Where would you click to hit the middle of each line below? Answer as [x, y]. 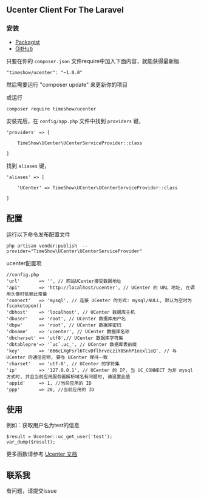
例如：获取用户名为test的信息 [43, 425]
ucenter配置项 [24, 263]
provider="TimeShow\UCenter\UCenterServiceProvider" [74, 251]
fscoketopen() [24, 306]
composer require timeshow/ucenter [51, 109]
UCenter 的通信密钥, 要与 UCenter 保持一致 [57, 357]
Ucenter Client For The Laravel [65, 10]
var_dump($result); [31, 442]
